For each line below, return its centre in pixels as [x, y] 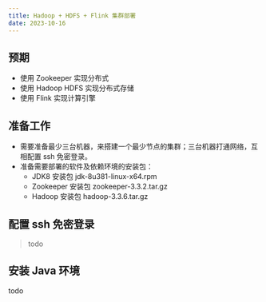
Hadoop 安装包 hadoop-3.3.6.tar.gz [90, 197]
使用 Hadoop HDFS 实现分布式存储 [77, 88]
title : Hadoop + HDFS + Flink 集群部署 [72, 16]
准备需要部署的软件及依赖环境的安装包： [86, 167]
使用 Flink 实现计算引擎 [58, 98]
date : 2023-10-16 [37, 23]
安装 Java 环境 [44, 271]
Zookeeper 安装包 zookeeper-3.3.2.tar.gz [99, 187]
